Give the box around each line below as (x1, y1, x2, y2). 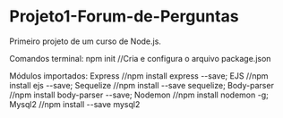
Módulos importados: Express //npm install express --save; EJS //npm (9, 70, 269, 81)
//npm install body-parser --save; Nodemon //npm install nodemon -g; (9, 89, 269, 100)
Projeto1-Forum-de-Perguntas (9, 6, 239, 27)
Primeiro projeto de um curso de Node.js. (9, 36, 161, 46)
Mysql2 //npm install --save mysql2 (9, 98, 141, 109)
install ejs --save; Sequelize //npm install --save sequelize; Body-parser (9, 80, 275, 90)
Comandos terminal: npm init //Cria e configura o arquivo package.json (9, 53, 271, 63)
